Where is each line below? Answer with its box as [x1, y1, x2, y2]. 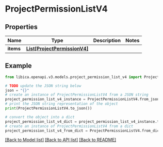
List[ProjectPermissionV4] [26, 45, 89, 52]
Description [93, 37, 121, 44]
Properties [5, 23, 38, 31]
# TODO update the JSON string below [5, 83, 81, 88]
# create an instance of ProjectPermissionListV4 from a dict [5, 124, 133, 129]
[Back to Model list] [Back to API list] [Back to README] [5, 137, 116, 143]
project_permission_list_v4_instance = [5, 97, 86, 102]
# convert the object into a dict [5, 114, 75, 119]
